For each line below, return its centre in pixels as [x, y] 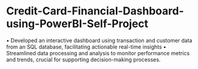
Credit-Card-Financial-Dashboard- [95, 11]
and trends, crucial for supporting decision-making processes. [83, 59]
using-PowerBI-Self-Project [77, 24]
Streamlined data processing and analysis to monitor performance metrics [98, 53]
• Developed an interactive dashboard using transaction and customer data [99, 40]
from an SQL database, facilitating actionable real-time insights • [86, 47]
